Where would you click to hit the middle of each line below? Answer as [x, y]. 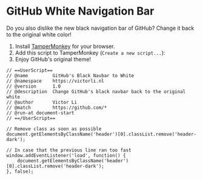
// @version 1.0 [34, 86]
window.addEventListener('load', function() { [66, 155]
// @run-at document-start [40, 113]
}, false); [20, 171]
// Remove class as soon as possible [54, 129]
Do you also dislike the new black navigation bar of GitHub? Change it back [100, 28]
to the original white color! [39, 34]
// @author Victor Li [42, 102]
